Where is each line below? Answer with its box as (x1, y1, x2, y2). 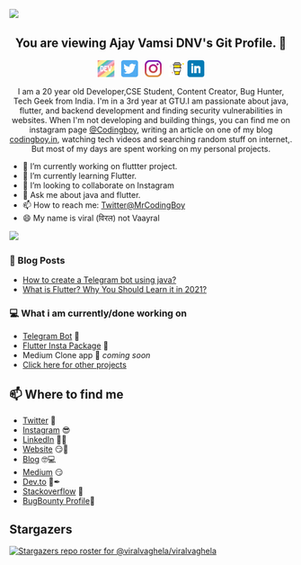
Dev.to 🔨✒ (22, 477, 61, 488)
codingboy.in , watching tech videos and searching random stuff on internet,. (9, 133, 293, 144)
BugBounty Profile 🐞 (22, 496, 96, 507)
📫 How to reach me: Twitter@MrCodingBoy (22, 199, 186, 211)
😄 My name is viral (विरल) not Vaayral (22, 212, 160, 223)
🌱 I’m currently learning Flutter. (22, 170, 137, 181)
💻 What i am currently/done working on (9, 307, 187, 319)
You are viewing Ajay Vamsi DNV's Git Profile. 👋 (14, 36, 288, 51)
